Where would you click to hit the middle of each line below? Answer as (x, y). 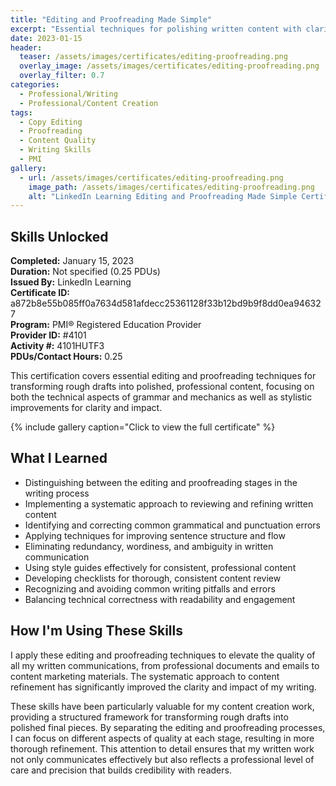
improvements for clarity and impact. (86, 408)
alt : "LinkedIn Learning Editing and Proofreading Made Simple (163, 196)
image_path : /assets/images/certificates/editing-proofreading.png (171, 187)
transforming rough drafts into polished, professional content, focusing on (162, 387)
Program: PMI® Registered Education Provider (106, 325)
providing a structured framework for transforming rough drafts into (149, 717)
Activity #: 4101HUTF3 (57, 346)
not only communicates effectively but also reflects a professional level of (162, 759)
